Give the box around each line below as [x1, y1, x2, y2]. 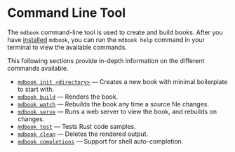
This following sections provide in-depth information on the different [7, 56, 205, 64]
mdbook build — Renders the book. [17, 92, 119, 101]
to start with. [17, 85, 55, 93]
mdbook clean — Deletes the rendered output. [17, 130, 149, 138]
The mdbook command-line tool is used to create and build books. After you [7, 28, 223, 36]
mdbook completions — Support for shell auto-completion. [17, 137, 184, 145]
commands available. [7, 64, 69, 72]
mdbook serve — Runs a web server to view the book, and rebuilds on [17, 107, 217, 116]
